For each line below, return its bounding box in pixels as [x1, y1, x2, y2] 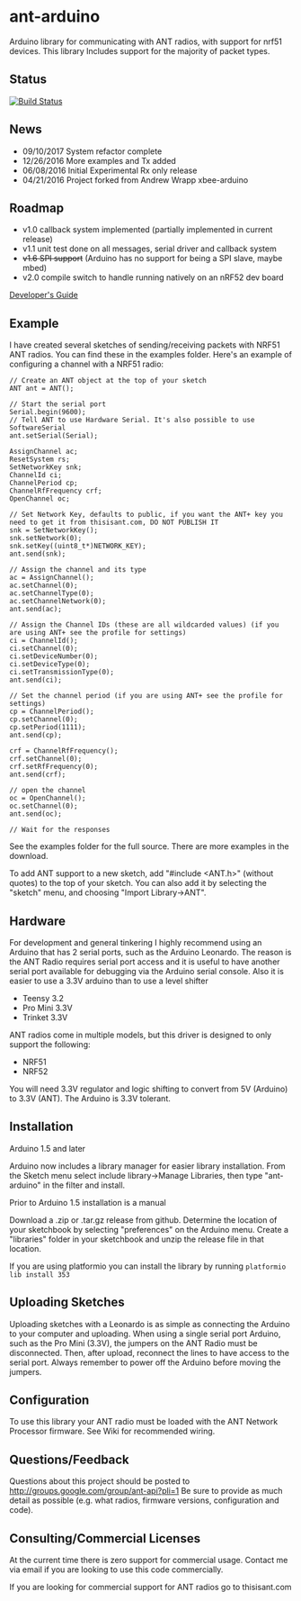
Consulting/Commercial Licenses [9, 1531, 200, 1546]
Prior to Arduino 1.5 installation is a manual [9, 1197, 166, 1208]
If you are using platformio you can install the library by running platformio [9, 1261, 287, 1271]
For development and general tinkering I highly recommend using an [9, 937, 262, 947]
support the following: [9, 1039, 91, 1050]
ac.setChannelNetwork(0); [9, 597, 106, 606]
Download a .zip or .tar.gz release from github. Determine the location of [9, 1214, 278, 1226]
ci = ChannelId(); [9, 637, 78, 646]
